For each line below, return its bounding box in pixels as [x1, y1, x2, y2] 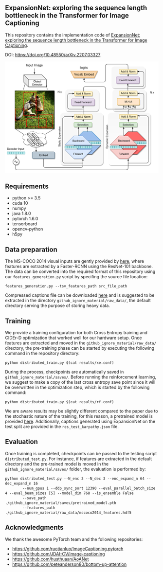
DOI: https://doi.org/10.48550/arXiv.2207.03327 [5, 52, 101, 57]
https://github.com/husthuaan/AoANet [12, 556, 89, 562]
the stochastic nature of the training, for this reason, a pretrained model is [5, 413, 153, 419]
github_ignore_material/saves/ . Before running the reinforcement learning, [5, 374, 157, 380]
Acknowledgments [5, 523, 64, 532]
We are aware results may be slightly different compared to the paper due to [5, 408, 158, 414]
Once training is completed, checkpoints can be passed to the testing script [5, 450, 157, 456]
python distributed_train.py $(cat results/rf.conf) [5, 399, 114, 404]
